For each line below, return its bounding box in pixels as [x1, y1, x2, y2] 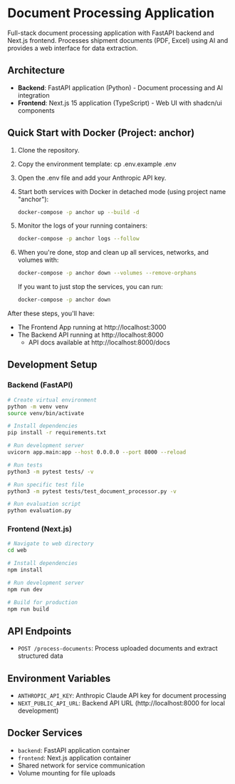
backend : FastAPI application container [17, 745, 130, 754]
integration [17, 91, 50, 99]
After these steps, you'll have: [7, 309, 95, 318]
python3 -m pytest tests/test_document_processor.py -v [7, 487, 177, 495]
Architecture [7, 64, 66, 76]
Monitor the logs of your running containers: [17, 221, 148, 230]
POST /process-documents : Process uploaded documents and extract [17, 644, 218, 653]
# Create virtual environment [7, 396, 98, 404]
